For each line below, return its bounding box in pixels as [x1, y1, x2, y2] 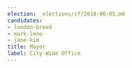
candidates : [7, 17, 43, 24]
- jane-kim [7, 37, 40, 44]
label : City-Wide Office [7, 50, 81, 57]
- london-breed [7, 23, 53, 30]
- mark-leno [7, 30, 43, 38]
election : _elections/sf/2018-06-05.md [7, 10, 126, 18]
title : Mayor [7, 43, 46, 50]
